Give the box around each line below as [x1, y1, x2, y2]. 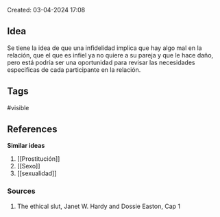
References [7, 123, 58, 136]
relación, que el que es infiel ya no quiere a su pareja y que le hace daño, [7, 51, 214, 59]
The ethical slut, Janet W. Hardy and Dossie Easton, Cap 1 [16, 202, 180, 210]
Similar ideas [7, 142, 45, 150]
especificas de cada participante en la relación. [7, 65, 141, 74]
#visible [7, 103, 29, 112]
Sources [7, 186, 36, 196]
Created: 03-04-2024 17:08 [7, 6, 86, 14]
